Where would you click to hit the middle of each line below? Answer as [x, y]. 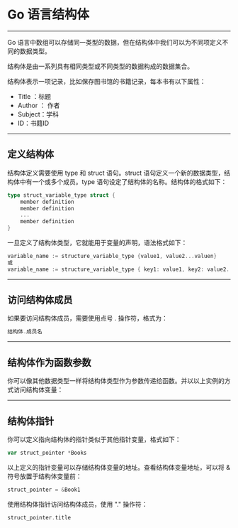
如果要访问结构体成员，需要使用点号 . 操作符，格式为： [87, 318]
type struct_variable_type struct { [61, 195]
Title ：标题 [34, 96]
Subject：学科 [38, 114]
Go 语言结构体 [49, 15]
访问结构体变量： [38, 390]
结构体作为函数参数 [49, 362]
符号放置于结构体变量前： [45, 476]
